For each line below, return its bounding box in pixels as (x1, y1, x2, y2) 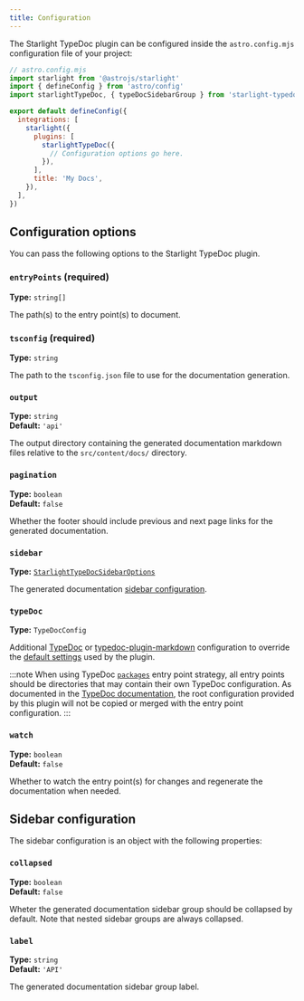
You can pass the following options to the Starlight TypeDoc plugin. (9, 248, 261, 259)
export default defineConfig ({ (9, 107, 128, 116)
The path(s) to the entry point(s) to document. (9, 309, 181, 319)
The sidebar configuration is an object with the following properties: (9, 835, 262, 846)
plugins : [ (33, 132, 75, 141)
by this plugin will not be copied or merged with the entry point (9, 698, 243, 709)
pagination (9, 470, 57, 481)
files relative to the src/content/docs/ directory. (9, 447, 187, 458)
